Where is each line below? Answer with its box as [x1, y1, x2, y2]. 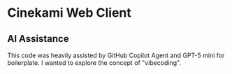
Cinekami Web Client [7, 5, 131, 21]
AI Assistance [7, 33, 69, 45]
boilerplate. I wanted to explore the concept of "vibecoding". [7, 59, 182, 67]
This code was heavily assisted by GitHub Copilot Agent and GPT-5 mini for [7, 51, 225, 59]
